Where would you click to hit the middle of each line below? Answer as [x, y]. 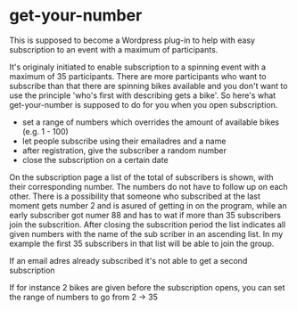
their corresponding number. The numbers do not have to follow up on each [148, 186]
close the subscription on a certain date [95, 160]
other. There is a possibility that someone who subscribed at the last [135, 196]
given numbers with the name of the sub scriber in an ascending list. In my [146, 233]
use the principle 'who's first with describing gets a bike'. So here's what [143, 95]
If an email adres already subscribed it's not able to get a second [128, 260]
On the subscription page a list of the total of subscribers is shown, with [141, 177]
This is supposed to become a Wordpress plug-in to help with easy [132, 40]
